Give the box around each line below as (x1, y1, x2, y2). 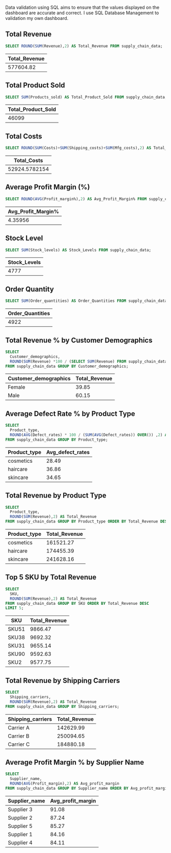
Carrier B (8, 732, 30, 740)
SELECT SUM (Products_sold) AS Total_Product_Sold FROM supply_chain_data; (5, 94, 167, 100)
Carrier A (8, 724, 30, 731)
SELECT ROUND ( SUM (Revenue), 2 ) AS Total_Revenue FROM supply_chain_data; (5, 43, 163, 49)
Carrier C (8, 741, 30, 748)
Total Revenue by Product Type (5, 491, 107, 500)
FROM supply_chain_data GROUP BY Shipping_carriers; (5, 704, 120, 709)
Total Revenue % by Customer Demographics (5, 336, 153, 344)
